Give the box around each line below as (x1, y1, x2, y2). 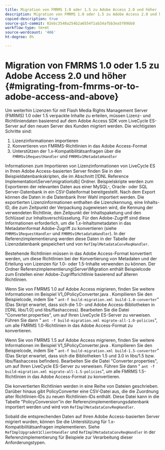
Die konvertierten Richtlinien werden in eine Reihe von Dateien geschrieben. (5, 383, 159, 389)
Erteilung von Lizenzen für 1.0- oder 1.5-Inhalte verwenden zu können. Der (5, 261, 156, 267)
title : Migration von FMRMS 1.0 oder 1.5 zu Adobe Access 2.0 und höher (5, 7, 157, 12)
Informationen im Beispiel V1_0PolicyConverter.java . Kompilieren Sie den (5, 291, 153, 297)
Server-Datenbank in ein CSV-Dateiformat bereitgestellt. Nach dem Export (5, 189, 156, 195)
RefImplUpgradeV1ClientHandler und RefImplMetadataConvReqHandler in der (5, 429, 156, 435)
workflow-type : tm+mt (5, 25, 50, 30)
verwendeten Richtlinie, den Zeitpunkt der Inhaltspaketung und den (5, 209, 141, 216)
